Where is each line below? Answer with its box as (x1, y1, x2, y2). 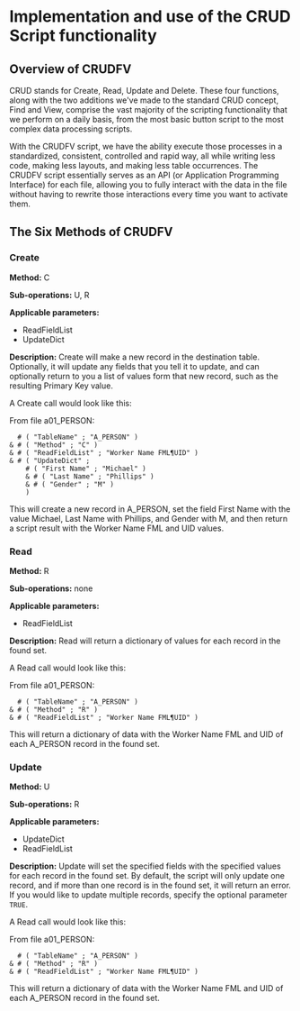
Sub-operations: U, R (9, 289, 90, 300)
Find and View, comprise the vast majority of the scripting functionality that (9, 105, 287, 114)
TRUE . (9, 899, 29, 910)
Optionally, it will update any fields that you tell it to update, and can (9, 360, 260, 371)
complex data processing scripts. (9, 123, 133, 134)
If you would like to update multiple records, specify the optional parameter (9, 889, 287, 900)
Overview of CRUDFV (9, 61, 132, 77)
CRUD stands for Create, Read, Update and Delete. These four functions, (9, 86, 280, 96)
